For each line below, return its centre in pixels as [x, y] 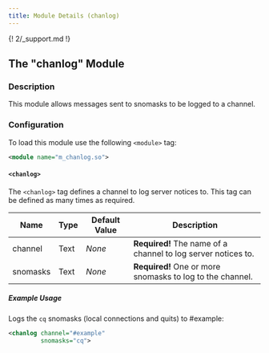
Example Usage [35, 298]
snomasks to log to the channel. [193, 276]
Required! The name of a [181, 243]
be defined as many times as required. [72, 200]
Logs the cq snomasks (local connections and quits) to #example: [116, 319]
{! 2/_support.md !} [39, 39]
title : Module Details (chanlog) [64, 16]
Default [106, 220]
